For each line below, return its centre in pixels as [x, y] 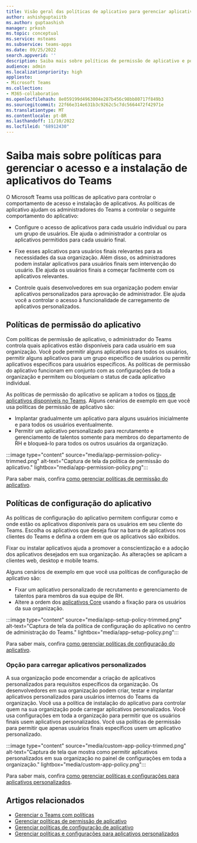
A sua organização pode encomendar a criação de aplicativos [81, 677]
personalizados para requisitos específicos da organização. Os [82, 684]
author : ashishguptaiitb [36, 17]
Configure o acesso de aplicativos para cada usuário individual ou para [101, 227]
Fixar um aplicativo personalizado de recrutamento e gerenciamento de [101, 589]
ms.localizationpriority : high [44, 72]
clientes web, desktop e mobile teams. [52, 560]
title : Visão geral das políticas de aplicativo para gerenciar [86, 11]
